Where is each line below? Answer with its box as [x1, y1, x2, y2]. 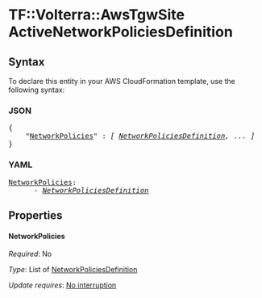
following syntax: [8, 85, 65, 94]
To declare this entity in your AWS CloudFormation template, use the [8, 77, 235, 86]
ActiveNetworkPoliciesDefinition [8, 23, 234, 41]
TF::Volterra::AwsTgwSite [8, 6, 185, 24]
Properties [8, 208, 63, 222]
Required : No [8, 249, 52, 259]
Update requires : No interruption [8, 280, 117, 290]
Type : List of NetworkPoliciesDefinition [8, 265, 138, 275]
